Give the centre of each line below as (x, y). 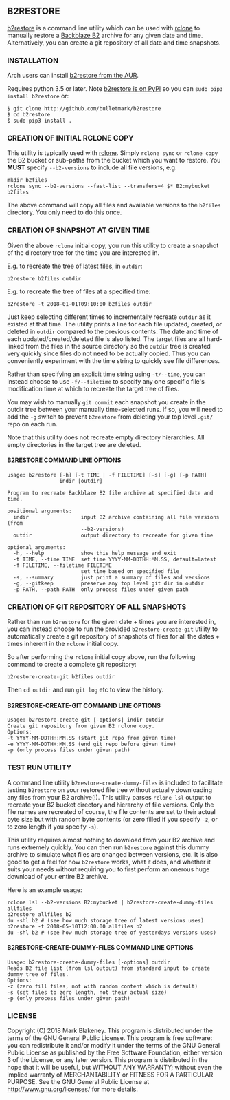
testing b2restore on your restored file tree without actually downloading (110, 790)
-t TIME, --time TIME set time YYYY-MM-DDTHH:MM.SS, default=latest (115, 559)
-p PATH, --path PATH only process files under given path (101, 589)
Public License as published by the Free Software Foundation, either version (115, 1052)
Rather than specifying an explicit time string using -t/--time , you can (106, 374)
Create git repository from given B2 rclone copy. (81, 726)
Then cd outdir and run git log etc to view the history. (85, 690)
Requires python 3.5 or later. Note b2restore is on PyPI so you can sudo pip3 (115, 89)
